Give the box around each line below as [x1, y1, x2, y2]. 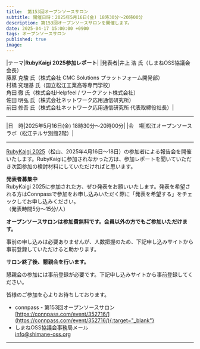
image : [6, 42, 23, 48]
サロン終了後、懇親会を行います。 [6, 258, 89, 265]
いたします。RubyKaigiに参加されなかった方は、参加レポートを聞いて [6, 155, 177, 162]
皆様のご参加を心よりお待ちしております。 [6, 291, 110, 298]
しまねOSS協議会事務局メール [14, 323, 89, 331]
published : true [6, 36, 46, 42]
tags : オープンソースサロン [6, 31, 67, 37]
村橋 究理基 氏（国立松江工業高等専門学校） [6, 81, 114, 88]
